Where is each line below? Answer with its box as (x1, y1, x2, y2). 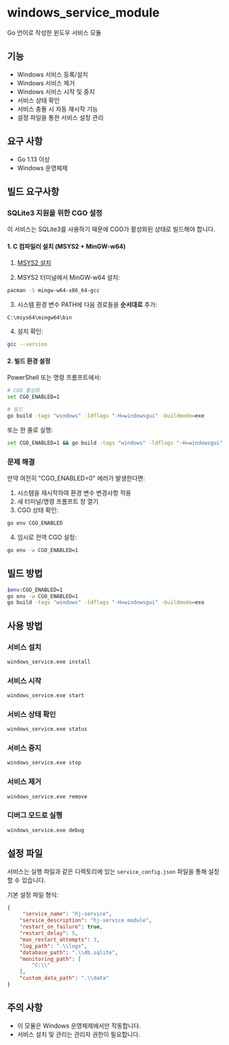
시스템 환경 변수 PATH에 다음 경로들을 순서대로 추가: (17, 301, 157, 309)
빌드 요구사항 (7, 185, 60, 197)
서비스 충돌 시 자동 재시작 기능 (17, 105, 98, 113)
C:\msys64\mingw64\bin (7, 314, 72, 321)
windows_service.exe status (7, 726, 88, 733)
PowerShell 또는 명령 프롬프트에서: (7, 374, 102, 382)
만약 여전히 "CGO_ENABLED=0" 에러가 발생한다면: (7, 474, 146, 483)
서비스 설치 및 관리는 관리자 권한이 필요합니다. (17, 1030, 141, 1038)
